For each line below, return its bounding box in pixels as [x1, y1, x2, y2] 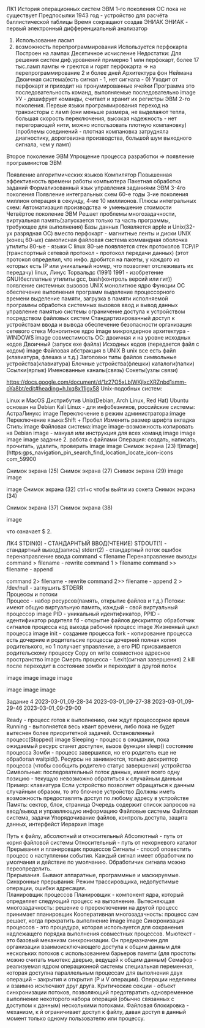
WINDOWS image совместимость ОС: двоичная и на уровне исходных [6, 334, 191, 341]
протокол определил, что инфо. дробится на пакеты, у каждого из [6, 256, 180, 263]
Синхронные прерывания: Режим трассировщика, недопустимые [6, 878, 179, 885]
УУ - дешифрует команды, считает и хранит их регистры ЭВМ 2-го [15, 95, 191, 102]
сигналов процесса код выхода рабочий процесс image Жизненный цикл [6, 623, 199, 630]
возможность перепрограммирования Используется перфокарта [15, 43, 188, 50]
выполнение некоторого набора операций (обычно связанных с [6, 996, 174, 1002]
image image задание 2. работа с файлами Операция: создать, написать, [6, 436, 198, 443]
